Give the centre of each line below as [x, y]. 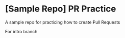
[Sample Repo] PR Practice [61, 9]
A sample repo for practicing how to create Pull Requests [62, 22]
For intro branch [21, 31]
